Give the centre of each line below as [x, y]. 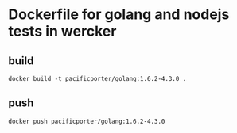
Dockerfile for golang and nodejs [119, 15]
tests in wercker [62, 31]
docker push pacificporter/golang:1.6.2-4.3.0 [87, 121]
